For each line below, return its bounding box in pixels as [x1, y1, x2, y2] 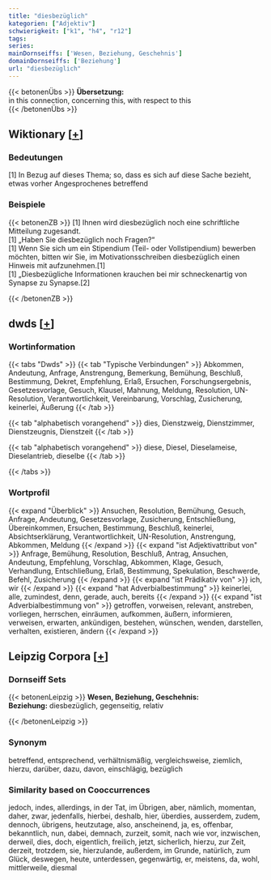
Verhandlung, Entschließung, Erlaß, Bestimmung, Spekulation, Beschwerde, [8, 566, 260, 575]
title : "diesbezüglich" [8, 11, 89, 20]
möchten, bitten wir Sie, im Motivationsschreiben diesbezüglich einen [8, 252, 240, 262]
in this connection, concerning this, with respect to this [8, 95, 192, 105]
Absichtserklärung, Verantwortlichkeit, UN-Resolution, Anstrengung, [8, 532, 236, 541]
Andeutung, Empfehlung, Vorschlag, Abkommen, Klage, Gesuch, [8, 557, 224, 567]
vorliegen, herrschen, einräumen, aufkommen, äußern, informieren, [8, 609, 233, 618]
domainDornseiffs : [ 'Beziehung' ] [8, 58, 121, 66]
